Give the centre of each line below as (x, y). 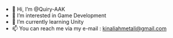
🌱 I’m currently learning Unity (48, 22)
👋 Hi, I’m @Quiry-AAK (38, 9)
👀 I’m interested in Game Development (59, 15)
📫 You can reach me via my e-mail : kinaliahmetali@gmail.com (89, 28)
